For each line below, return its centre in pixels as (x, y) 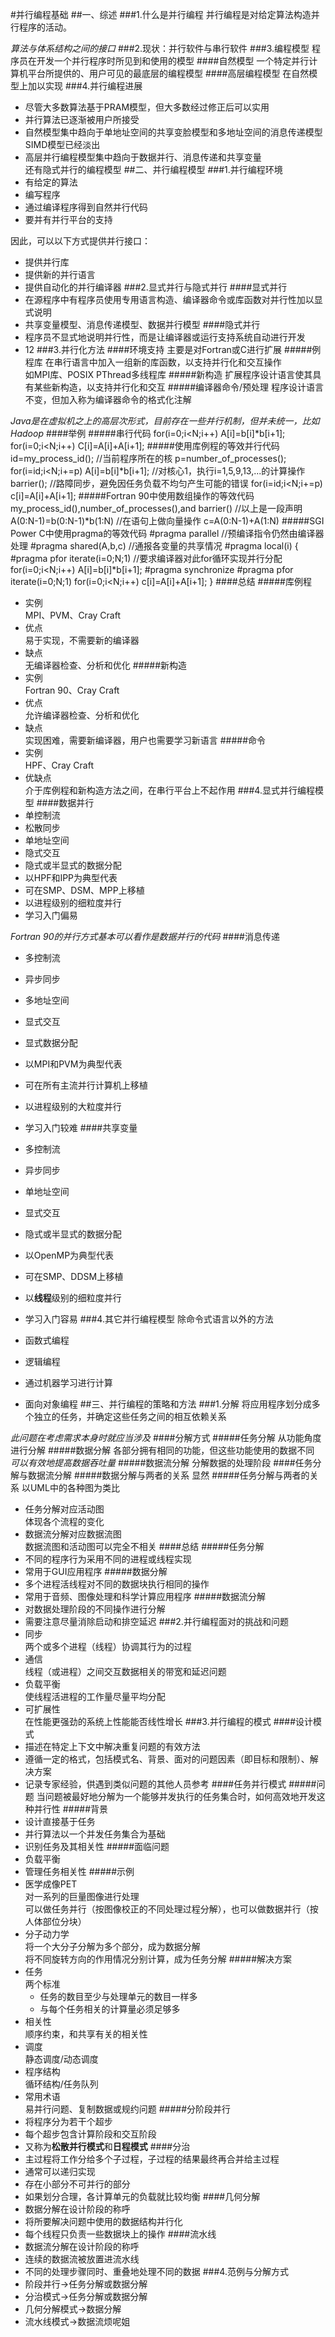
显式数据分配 (51, 1042)
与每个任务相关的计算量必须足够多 (110, 2009)
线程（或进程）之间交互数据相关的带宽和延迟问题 (125, 1671)
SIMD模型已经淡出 (62, 144)
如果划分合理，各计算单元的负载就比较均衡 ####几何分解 (142, 2196)
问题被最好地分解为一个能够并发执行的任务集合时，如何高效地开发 (180, 1796)
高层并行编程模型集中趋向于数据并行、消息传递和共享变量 (143, 157)
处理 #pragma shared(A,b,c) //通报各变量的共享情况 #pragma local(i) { (154, 546)
